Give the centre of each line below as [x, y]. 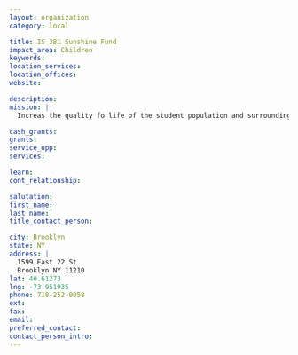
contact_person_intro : [51, 336]
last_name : [29, 213]
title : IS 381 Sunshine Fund [63, 42]
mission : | [29, 107]
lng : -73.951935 [39, 287]
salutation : [31, 196]
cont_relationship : [45, 180]
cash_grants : [33, 131]
